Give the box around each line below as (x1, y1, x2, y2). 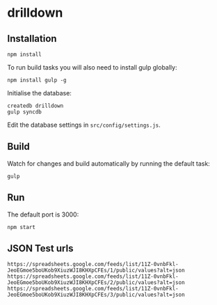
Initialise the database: (7, 89, 72, 97)
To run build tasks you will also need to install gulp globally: (7, 63, 177, 71)
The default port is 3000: (7, 210, 79, 219)
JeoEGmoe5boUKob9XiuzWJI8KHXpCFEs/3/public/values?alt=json (7, 291, 186, 299)
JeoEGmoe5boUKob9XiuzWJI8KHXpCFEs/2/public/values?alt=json (7, 279, 186, 286)
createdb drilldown (7, 102, 64, 109)
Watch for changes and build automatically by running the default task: (7, 159, 210, 168)
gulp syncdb (7, 109, 42, 116)
